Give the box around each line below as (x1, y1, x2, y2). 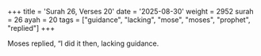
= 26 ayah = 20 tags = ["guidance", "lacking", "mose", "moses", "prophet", (7, 15, 251, 24)
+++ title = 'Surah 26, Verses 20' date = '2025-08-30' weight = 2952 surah (7, 7, 255, 16)
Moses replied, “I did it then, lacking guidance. (7, 39, 159, 48)
